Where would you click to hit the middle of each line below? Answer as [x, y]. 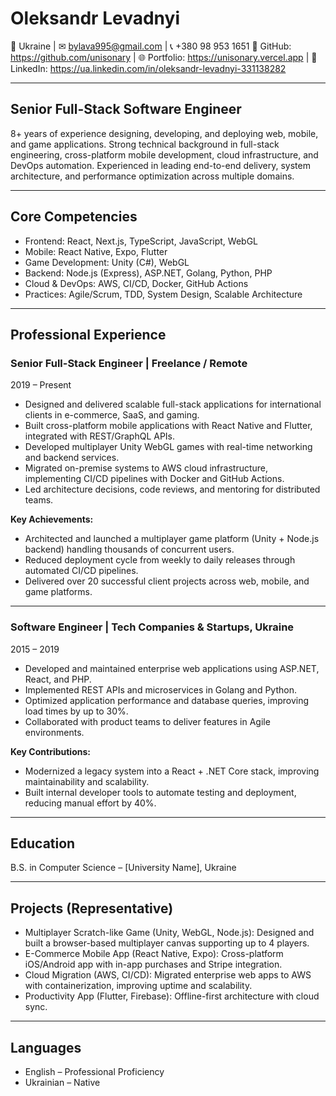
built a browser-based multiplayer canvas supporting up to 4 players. [167, 943]
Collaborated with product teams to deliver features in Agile [147, 721]
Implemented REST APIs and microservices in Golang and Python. [160, 689]
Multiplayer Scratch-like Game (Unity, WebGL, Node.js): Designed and [169, 933]
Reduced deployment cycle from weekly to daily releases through [160, 560]
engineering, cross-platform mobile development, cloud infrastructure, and [164, 154]
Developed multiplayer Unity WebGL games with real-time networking [168, 447]
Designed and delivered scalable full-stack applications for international [173, 404]
